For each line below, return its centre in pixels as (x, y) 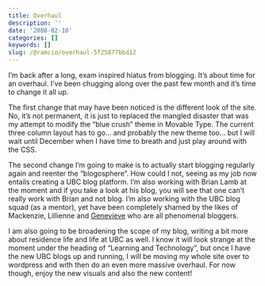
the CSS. (23, 149)
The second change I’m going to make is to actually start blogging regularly (132, 165)
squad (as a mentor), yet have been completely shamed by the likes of (123, 207)
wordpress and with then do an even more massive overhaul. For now (122, 265)
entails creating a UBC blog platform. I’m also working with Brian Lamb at (128, 182)
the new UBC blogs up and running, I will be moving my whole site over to (129, 256)
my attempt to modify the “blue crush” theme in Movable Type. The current (131, 124)
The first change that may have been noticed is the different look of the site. (132, 107)
